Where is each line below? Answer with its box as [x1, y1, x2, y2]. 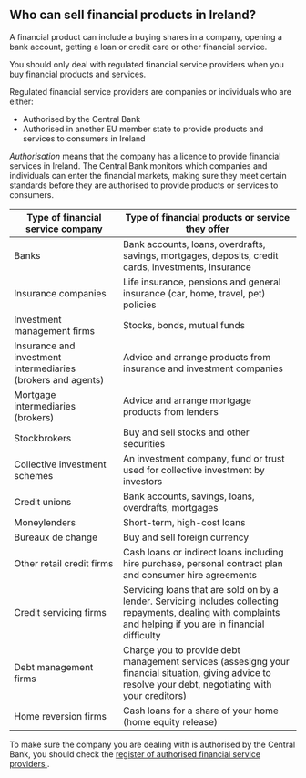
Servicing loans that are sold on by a [122, 583, 280, 596]
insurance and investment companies [122, 362, 284, 375]
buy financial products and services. [9, 68, 147, 79]
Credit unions [14, 495, 72, 508]
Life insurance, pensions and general [122, 275, 281, 288]
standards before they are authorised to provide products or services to [9, 180, 279, 191]
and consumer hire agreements [122, 568, 258, 581]
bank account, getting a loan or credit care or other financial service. [9, 41, 268, 52]
